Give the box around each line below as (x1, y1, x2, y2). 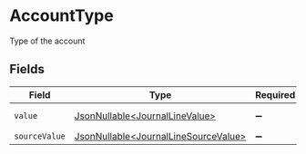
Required (254, 88, 296, 101)
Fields (9, 62, 46, 77)
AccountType (9, 5, 114, 26)
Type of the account (9, 35, 86, 46)
